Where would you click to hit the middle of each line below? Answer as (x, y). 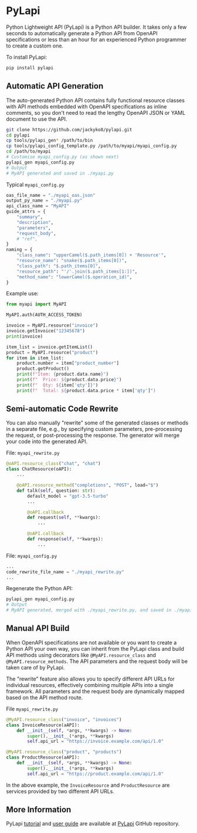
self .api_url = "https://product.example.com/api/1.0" (96, 774)
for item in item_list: (35, 358)
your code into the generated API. (47, 441)
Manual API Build (38, 628)
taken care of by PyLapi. (35, 667)
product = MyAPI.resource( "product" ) (52, 352)
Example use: (23, 294)
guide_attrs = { (26, 212)
